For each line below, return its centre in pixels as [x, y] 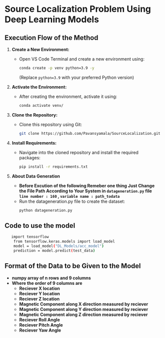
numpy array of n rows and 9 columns [51, 278]
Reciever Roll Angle [39, 320]
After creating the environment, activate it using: [68, 96]
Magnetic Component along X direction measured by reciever [83, 304]
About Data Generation [36, 176]
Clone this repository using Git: [50, 124]
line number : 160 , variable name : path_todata [69, 196]
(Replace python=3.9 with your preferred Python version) [77, 77]
